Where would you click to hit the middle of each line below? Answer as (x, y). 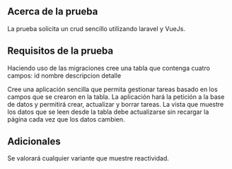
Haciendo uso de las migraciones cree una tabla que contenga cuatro (109, 68)
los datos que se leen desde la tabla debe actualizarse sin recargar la (108, 112)
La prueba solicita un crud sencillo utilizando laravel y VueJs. (97, 28)
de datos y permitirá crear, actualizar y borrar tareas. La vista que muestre (116, 104)
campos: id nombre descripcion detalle (64, 75)
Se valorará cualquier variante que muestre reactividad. (88, 158)
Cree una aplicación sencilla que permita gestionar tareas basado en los (112, 89)
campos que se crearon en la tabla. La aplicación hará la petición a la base (116, 97)
